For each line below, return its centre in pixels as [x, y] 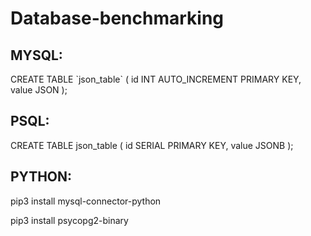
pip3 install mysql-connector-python [86, 201]
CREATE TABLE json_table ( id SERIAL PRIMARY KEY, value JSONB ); [152, 145]
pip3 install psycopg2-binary [69, 220]
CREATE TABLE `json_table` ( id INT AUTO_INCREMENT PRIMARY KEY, [156, 79]
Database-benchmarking [117, 18]
